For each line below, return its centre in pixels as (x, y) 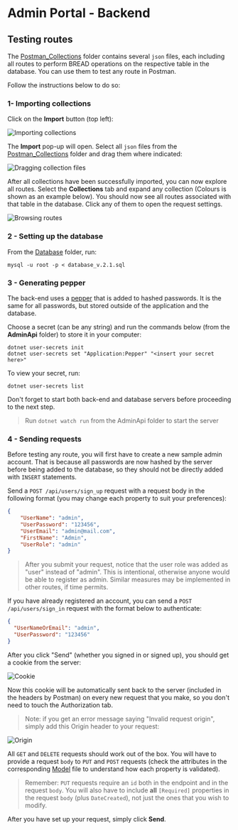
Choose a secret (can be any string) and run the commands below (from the (119, 327)
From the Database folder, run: (52, 252)
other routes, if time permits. (66, 587)
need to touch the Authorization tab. (60, 705)
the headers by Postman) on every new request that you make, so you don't (118, 697)
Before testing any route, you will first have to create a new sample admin (115, 454)
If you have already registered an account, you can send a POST (100, 601)
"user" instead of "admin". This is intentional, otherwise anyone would (127, 572)
